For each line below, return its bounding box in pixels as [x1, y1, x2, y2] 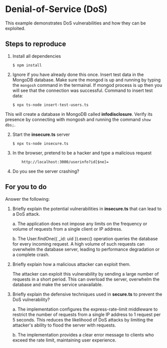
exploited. [5, 25, 26, 31]
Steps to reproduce [5, 40, 66, 48]
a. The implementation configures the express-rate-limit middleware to [12, 306, 158, 312]
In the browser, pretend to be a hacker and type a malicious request [12, 150, 152, 156]
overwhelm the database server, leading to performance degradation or [12, 246, 160, 252]
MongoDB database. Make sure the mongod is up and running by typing [12, 76, 161, 83]
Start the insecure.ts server [12, 131, 70, 137]
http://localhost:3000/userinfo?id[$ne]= [21, 159, 109, 164]
